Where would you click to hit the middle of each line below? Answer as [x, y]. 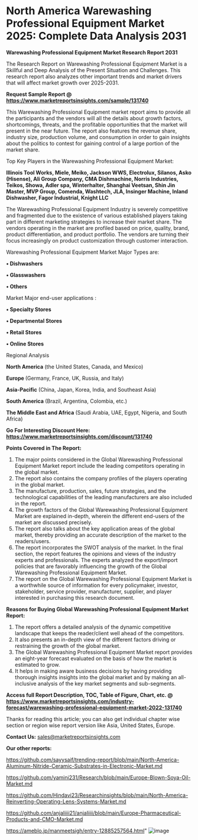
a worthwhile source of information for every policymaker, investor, [96, 585]
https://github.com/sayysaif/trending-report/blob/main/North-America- [93, 760]
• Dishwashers [25, 263]
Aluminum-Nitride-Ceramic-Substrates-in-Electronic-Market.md [84, 766]
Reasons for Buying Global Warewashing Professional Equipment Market [98, 609]
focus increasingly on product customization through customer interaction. [97, 240]
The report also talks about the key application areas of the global [95, 528]
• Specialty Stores [29, 309]
